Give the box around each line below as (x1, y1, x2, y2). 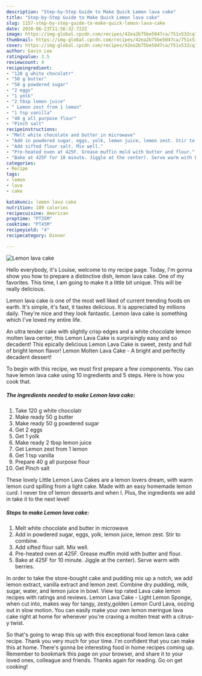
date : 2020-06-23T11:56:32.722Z (6, 25, 87, 32)
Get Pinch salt (14, 465, 50, 472)
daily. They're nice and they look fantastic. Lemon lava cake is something (6, 310, 188, 317)
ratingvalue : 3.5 (6, 54, 50, 60)
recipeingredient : (6, 64, 52, 71)
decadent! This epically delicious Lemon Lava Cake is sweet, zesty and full (6, 340, 192, 348)
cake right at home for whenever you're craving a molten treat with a (6, 613, 176, 620)
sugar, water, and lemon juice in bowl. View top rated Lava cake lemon (6, 587, 181, 594)
